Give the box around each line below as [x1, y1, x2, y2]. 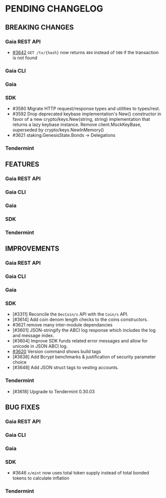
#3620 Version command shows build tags [12, 349, 101, 355]
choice [12, 359, 27, 365]
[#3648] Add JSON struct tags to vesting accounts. [12, 365, 119, 371]
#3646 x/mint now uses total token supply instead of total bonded [12, 470, 149, 476]
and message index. [12, 333, 54, 339]
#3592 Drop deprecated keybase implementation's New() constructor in [12, 111, 161, 117]
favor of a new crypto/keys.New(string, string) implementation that [12, 116, 150, 122]
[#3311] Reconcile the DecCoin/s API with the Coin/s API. [12, 311, 128, 317]
